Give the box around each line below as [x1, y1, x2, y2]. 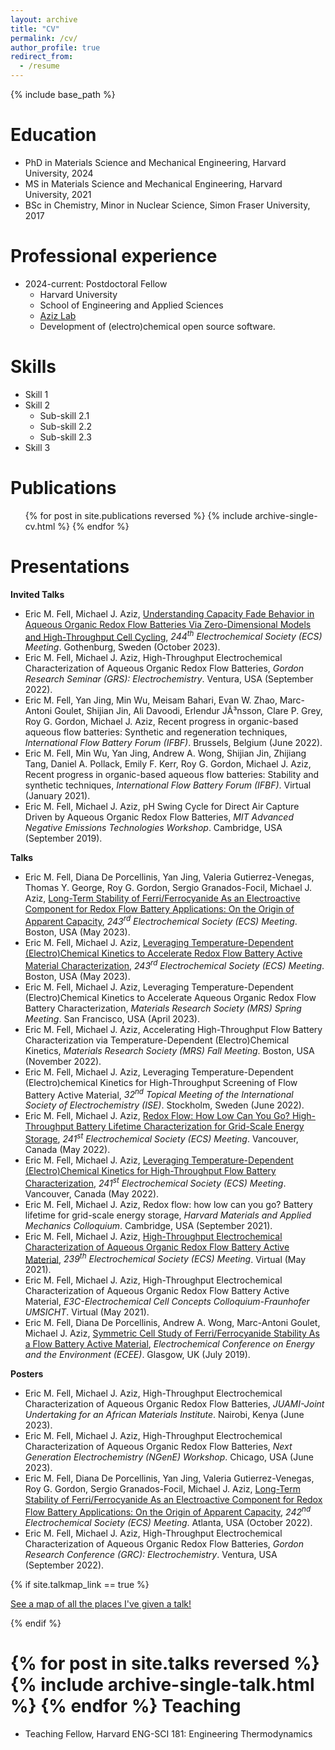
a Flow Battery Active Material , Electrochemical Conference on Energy [24, 1338, 315, 1350]
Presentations [10, 555, 130, 578]
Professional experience [10, 245, 218, 268]
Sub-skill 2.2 [39, 420, 93, 432]
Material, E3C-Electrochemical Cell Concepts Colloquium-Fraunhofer [24, 1296, 310, 1308]
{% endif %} [10, 1617, 62, 1629]
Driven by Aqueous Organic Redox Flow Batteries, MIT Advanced [24, 811, 294, 823]
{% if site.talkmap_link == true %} [10, 1578, 150, 1590]
